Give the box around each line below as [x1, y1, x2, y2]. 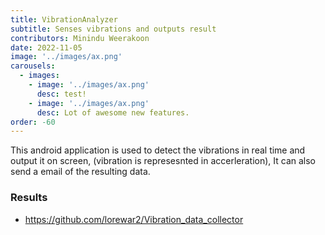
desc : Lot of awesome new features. [36, 107, 190, 118]
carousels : [10, 61, 56, 71]
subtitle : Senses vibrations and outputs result [10, 24, 217, 34]
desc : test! [36, 89, 87, 99]
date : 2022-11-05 [10, 42, 83, 53]
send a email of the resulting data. [10, 166, 151, 178]
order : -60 [10, 117, 56, 127]
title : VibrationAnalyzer [10, 14, 118, 25]
